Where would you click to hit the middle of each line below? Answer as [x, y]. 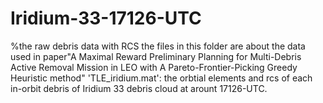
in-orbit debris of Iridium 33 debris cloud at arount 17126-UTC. [139, 88]
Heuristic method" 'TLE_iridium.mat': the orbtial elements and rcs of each [161, 78]
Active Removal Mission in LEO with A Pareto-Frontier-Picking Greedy [154, 67]
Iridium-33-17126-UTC [106, 18]
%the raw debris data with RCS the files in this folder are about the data [158, 46]
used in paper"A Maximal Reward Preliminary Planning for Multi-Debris [156, 56]
